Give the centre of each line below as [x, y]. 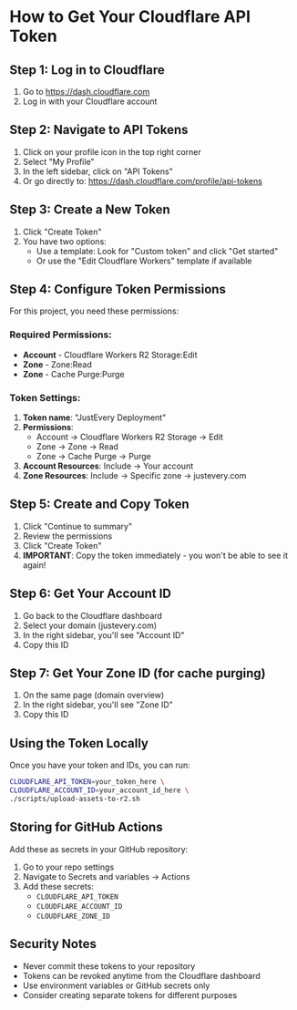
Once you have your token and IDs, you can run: [100, 765]
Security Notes [53, 944]
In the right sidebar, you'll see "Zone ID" [97, 705]
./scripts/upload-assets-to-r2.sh [75, 799]
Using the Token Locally [79, 743]
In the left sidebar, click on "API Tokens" [97, 171]
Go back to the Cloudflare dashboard [92, 615]
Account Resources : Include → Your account [108, 466]
